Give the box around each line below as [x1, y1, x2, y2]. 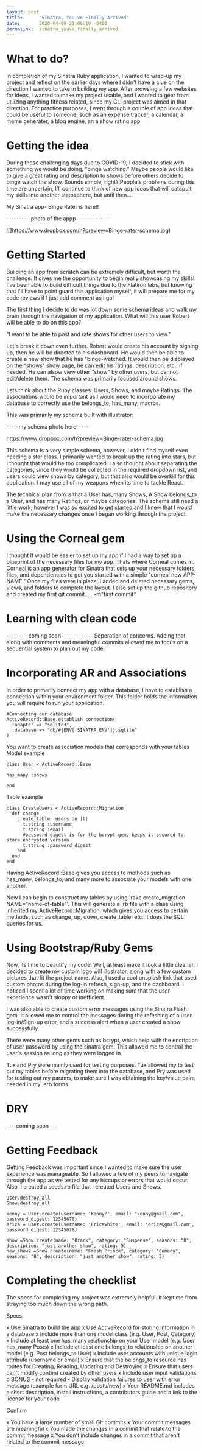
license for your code [6, 1395, 60, 1402]
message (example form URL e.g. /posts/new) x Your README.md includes [6, 1382, 195, 1389]
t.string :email [22, 826, 64, 832]
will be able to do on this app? [6, 319, 82, 326]
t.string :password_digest [22, 842, 91, 848]
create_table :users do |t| [17, 815, 88, 822]
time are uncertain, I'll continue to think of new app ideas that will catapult [6, 185, 192, 192]
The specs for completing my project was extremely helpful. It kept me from [6, 1293, 197, 1301]
